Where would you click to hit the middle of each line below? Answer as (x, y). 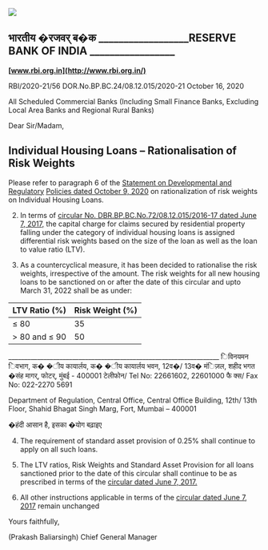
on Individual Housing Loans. (56, 200)
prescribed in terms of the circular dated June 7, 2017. (108, 482)
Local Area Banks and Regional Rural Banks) (81, 110)
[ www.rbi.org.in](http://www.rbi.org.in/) (77, 70)
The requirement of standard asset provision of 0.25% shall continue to (138, 440)
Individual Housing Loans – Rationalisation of (123, 151)
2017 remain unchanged (60, 506)
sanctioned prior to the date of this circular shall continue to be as (128, 473)
